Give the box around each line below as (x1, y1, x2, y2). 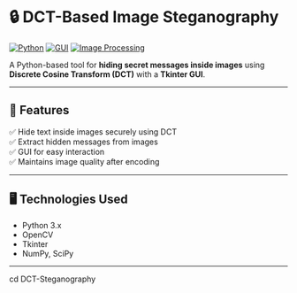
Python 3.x (21, 220, 62, 230)
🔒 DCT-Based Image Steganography (9, 7, 279, 27)
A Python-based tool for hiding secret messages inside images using (9, 59, 265, 70)
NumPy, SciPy (21, 248, 74, 258)
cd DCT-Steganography (9, 274, 96, 284)
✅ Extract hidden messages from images (9, 136, 159, 147)
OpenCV (21, 229, 54, 240)
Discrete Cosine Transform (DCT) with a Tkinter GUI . (9, 68, 206, 80)
